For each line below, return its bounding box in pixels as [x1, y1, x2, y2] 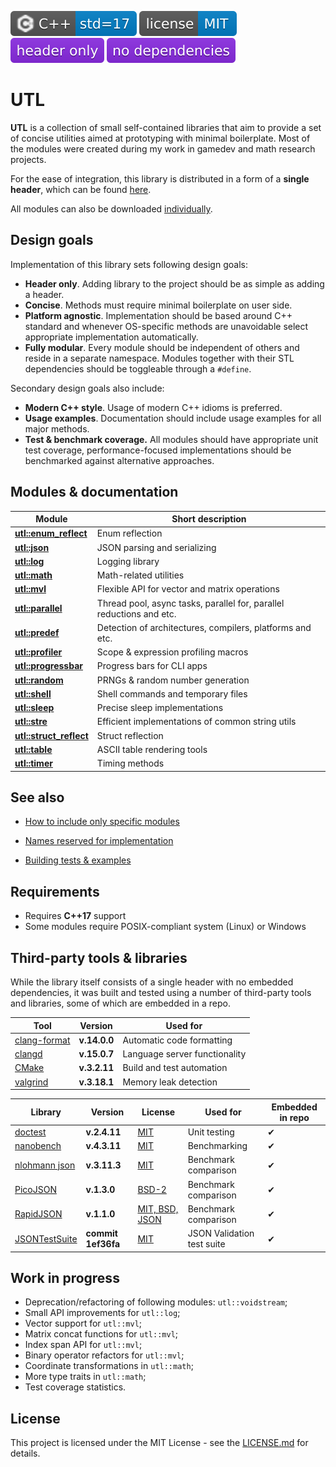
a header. [24, 288, 65, 300]
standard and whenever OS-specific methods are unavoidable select [24, 320, 309, 332]
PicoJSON [14, 1184, 57, 1195]
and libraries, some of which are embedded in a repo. [10, 997, 232, 1009]
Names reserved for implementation [24, 835, 174, 847]
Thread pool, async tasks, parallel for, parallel [96, 597, 285, 609]
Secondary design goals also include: [10, 382, 165, 394]
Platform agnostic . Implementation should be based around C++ [24, 309, 293, 321]
